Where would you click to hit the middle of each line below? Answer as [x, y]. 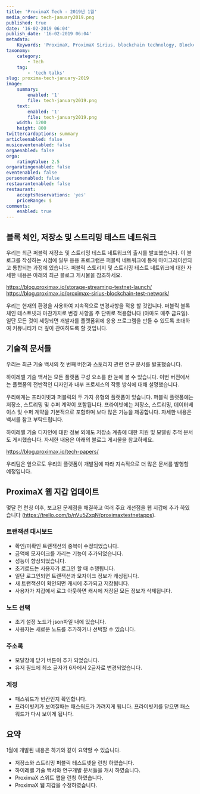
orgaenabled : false [30, 150]
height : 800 [32, 128]
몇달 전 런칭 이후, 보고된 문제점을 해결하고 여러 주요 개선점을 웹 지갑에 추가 [93, 507]
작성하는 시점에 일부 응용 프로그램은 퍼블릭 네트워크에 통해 [90, 260]
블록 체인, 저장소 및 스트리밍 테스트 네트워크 [81, 237]
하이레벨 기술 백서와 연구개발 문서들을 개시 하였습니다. [78, 770]
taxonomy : [18, 51]
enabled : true [34, 212]
